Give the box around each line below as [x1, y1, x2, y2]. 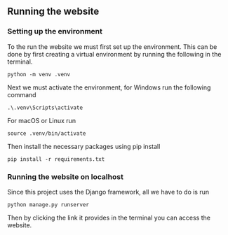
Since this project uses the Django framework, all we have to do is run [7, 187, 210, 196]
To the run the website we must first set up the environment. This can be [7, 42, 217, 51]
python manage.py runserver [7, 201, 90, 208]
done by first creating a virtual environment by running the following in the [7, 50, 222, 58]
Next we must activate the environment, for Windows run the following [7, 83, 211, 92]
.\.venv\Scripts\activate [7, 104, 83, 111]
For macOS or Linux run [7, 116, 76, 124]
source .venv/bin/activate [7, 129, 86, 137]
